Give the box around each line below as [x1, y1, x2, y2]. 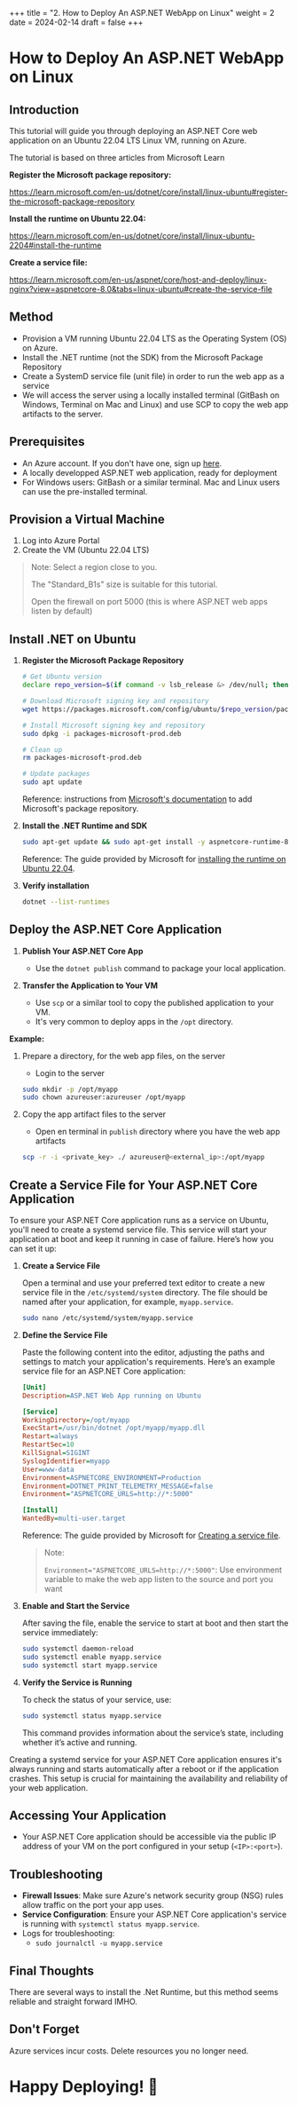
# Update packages [21, 770, 90, 779]
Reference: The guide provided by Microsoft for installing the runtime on [21, 853, 286, 864]
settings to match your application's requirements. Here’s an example [21, 1356, 276, 1366]
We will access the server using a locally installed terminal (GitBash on [21, 390, 280, 400]
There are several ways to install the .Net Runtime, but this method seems [9, 1986, 279, 1997]
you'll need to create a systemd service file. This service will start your [9, 1224, 268, 1235]
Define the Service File [21, 1329, 108, 1340]
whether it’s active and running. [21, 1737, 137, 1747]
